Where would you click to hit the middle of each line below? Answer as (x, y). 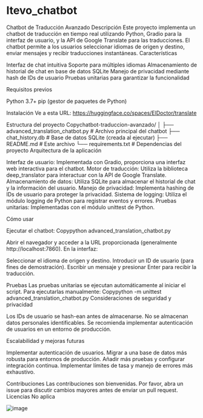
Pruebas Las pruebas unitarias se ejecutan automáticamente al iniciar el (96, 285)
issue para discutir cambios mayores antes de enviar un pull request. (92, 390)
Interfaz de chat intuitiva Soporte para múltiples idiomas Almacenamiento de (102, 65)
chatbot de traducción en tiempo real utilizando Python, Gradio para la (94, 33)
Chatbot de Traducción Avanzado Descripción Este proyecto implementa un (101, 27)
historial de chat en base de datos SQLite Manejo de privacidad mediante (98, 71)
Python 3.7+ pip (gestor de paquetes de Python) (67, 101)
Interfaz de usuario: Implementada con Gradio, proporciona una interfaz (96, 162)
